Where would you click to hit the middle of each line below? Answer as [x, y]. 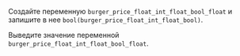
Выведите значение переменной [64, 35]
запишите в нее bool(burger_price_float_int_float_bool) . [106, 20]
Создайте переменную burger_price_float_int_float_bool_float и [120, 11]
